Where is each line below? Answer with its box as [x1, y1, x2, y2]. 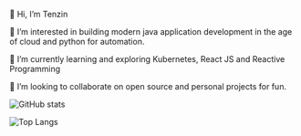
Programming [9, 64, 61, 74]
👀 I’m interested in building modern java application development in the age [9, 26, 293, 37]
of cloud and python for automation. [9, 37, 145, 47]
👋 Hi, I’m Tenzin [9, 9, 68, 19]
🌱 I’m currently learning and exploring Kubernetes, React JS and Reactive [9, 54, 285, 64]
